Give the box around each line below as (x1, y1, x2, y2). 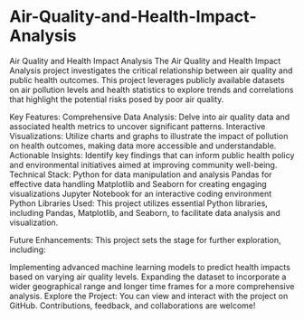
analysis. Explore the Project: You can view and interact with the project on (9, 290, 289, 301)
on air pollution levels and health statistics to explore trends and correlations (9, 84, 294, 95)
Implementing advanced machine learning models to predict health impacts (9, 261, 291, 272)
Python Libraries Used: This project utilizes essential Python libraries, (9, 197, 269, 209)
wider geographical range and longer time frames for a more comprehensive (9, 280, 296, 291)
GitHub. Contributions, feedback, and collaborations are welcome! (9, 300, 256, 311)
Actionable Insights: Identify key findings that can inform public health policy (9, 149, 295, 160)
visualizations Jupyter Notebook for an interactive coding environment (9, 188, 272, 199)
